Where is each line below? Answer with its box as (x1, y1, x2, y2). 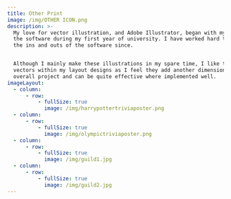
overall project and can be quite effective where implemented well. (13, 73, 217, 80)
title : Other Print (7, 10, 63, 17)
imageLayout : (7, 80, 45, 86)
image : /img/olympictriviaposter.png (43, 130, 153, 137)
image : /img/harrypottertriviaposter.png (43, 105, 165, 112)
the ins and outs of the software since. (13, 42, 134, 49)
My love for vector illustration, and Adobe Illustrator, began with (13, 29, 217, 36)
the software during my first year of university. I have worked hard (13, 36, 220, 43)
